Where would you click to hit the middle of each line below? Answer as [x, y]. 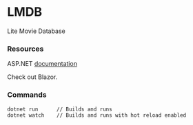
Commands [27, 95]
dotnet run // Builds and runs [60, 109]
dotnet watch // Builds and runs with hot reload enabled [97, 115]
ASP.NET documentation [42, 64]
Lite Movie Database [36, 31]
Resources [26, 49]
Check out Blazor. [32, 77]
